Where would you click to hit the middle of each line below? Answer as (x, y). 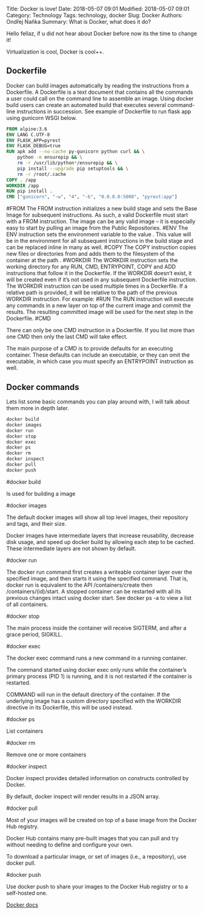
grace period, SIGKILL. (35, 634)
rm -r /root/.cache (42, 174)
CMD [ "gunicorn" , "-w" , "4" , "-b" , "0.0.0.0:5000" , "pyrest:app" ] (92, 197)
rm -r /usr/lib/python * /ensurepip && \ (68, 163)
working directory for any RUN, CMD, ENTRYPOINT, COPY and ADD (91, 267)
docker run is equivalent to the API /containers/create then (79, 585)
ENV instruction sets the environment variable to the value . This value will (99, 234)
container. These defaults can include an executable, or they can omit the (98, 355)
